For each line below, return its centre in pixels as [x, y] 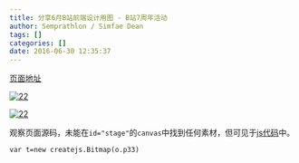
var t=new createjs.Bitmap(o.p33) [75, 150]
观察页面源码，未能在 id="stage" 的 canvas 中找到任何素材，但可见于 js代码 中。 [152, 133]
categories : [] [38, 43]
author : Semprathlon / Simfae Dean [77, 26]
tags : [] [26, 34]
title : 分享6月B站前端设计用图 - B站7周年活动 [88, 18]
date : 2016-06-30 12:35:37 [60, 52]
